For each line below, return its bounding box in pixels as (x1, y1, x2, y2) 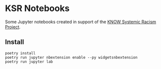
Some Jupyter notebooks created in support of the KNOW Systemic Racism (5, 19, 157, 25)
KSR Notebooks (5, 3, 70, 14)
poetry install (5, 51, 36, 55)
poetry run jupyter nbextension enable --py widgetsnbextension (5, 55, 138, 60)
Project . (5, 24, 21, 29)
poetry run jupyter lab (5, 59, 53, 64)
